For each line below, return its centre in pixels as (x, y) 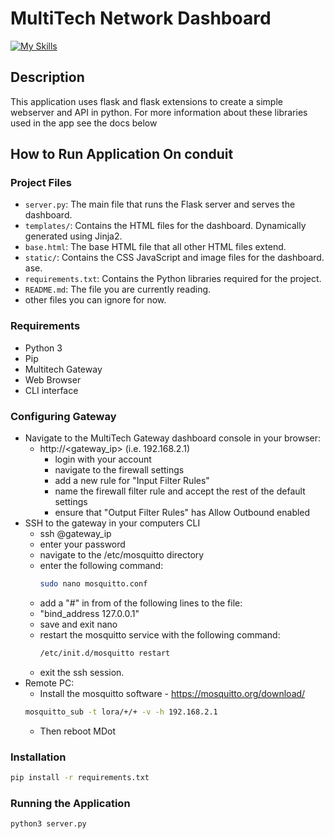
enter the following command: (101, 566)
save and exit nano (78, 624)
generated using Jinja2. (73, 236)
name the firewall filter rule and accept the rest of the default (180, 491)
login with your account (103, 459)
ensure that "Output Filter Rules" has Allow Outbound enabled (182, 513)
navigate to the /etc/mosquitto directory (122, 555)
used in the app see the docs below (84, 123)
